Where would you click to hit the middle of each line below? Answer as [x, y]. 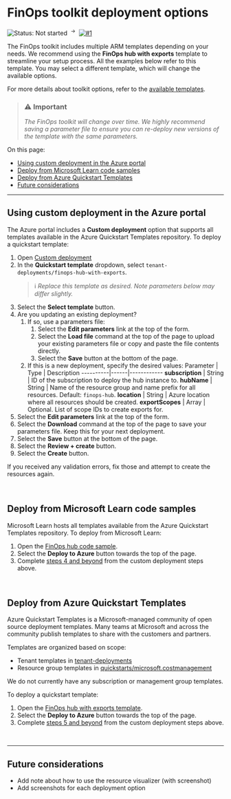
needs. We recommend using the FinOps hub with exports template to [107, 54]
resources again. [31, 473]
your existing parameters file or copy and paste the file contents [128, 343]
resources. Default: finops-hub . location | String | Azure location [119, 394]
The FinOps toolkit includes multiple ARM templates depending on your [108, 46]
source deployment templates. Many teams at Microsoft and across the [108, 627]
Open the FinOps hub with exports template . [80, 708]
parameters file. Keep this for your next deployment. [91, 431]
